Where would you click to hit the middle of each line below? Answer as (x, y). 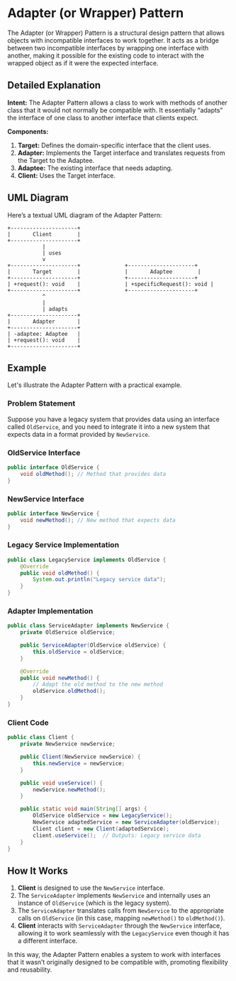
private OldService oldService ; (68, 632)
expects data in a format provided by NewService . (79, 434)
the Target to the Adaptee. (56, 160)
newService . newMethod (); (69, 790)
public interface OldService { (54, 467)
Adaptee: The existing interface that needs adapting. (95, 168)
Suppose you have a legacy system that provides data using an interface (113, 419)
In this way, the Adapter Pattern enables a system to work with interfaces (114, 955)
